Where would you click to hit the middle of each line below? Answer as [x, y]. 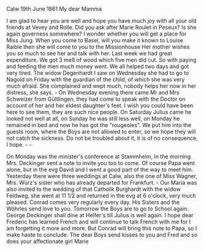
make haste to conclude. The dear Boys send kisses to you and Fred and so [102, 235]
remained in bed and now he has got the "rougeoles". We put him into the [99, 125]
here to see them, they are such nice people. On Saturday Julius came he [99, 112]
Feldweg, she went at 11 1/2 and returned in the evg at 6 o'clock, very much [101, 195]
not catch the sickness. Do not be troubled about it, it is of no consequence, [102, 138]
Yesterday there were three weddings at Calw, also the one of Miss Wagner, [102, 176]
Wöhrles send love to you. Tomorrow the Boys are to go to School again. [98, 209]
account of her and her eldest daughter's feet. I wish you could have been [100, 106]
